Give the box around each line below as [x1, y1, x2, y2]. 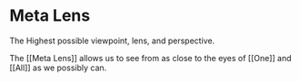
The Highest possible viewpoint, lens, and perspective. [9, 35, 215, 46]
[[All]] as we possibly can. [9, 62, 107, 73]
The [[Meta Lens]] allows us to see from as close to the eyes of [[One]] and [9, 52, 293, 63]
